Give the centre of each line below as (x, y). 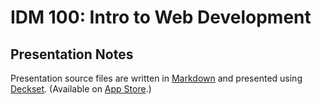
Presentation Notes (72, 54)
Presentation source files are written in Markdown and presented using (156, 78)
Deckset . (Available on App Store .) (81, 89)
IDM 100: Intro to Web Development (161, 17)
